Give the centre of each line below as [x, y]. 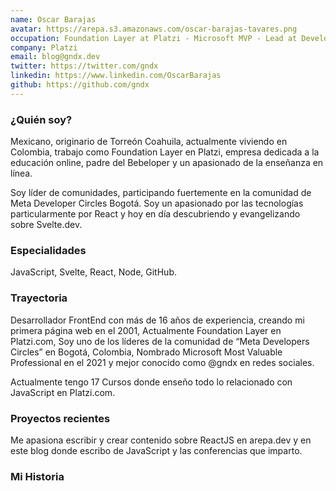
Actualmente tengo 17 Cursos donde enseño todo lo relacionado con [151, 382]
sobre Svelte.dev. [46, 225]
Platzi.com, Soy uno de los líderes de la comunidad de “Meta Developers [160, 341]
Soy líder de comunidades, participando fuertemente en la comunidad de [161, 193]
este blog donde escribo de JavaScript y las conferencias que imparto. [156, 450]
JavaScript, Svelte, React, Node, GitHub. [93, 272]
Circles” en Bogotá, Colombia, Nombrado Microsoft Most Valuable [146, 352]
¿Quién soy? [41, 119]
